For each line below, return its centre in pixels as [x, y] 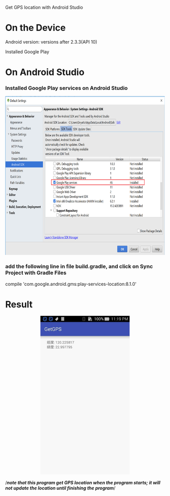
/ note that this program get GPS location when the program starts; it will [83, 482]
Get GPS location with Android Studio [44, 7]
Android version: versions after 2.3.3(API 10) [51, 42]
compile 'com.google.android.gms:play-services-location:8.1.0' [71, 284]
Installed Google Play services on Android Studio [67, 88]
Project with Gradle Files [36, 273]
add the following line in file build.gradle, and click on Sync [79, 267]
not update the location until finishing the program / [60, 488]
